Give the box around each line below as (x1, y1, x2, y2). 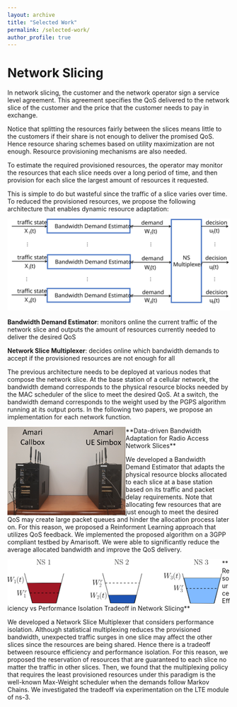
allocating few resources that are (125, 500, 221, 508)
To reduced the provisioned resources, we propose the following (7, 197, 196, 206)
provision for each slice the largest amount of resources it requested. (7, 176, 209, 185)
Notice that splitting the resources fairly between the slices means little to (7, 124, 222, 134)
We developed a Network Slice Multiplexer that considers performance (7, 617, 214, 626)
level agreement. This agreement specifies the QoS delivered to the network (7, 96, 230, 105)
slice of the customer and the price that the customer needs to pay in (7, 103, 209, 112)
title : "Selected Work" (7, 18, 78, 26)
